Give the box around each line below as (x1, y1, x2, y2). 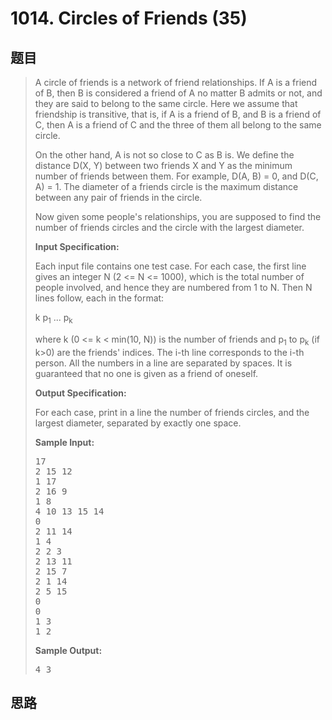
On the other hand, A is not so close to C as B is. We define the (34, 149, 295, 161)
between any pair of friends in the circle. (34, 192, 203, 203)
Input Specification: (34, 241, 120, 252)
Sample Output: (34, 644, 103, 656)
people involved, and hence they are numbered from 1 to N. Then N (34, 282, 313, 293)
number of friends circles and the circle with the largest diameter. (34, 222, 305, 233)
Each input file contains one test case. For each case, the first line (34, 260, 307, 272)
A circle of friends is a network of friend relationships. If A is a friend (34, 77, 318, 88)
